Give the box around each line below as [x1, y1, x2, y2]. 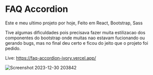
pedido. [5, 45, 21, 51]
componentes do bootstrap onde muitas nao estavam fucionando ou [5, 35, 145, 41]
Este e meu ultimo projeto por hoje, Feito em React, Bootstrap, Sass [5, 20, 143, 26]
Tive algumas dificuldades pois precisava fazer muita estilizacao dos [5, 29, 146, 35]
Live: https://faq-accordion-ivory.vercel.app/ [5, 55, 97, 61]
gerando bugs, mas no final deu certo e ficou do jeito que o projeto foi [5, 40, 149, 46]
